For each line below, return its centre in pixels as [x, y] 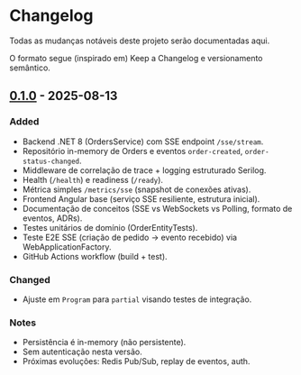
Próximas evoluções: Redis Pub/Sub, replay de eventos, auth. [136, 361]
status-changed [51, 161]
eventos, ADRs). [52, 218]
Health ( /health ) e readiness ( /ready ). [93, 179]
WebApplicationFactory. [67, 247]
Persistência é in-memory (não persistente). [104, 343]
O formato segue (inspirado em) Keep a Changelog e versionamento [136, 58]
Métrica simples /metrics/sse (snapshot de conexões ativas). [137, 189]
